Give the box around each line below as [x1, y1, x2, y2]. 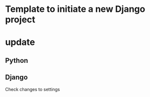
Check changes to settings [5, 86, 60, 92]
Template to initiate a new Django [5, 3, 146, 15]
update [5, 37, 35, 48]
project [5, 14, 36, 25]
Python [5, 56, 28, 65]
